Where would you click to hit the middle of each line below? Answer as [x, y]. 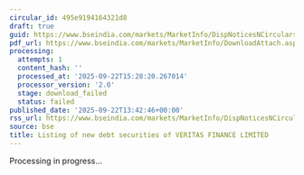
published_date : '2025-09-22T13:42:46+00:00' [96, 110]
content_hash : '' [50, 69]
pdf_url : [26, 43]
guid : [19, 34]
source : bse [32, 127]
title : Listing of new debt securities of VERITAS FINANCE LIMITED [139, 135]
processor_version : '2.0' [66, 85]
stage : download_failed [62, 93]
